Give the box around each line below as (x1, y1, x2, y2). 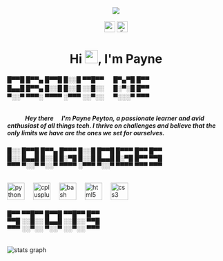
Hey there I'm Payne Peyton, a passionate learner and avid (25, 114, 205, 123)
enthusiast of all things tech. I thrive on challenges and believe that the (7, 122, 216, 130)
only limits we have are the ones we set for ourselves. (7, 129, 165, 137)
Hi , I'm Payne (69, 51, 163, 67)
